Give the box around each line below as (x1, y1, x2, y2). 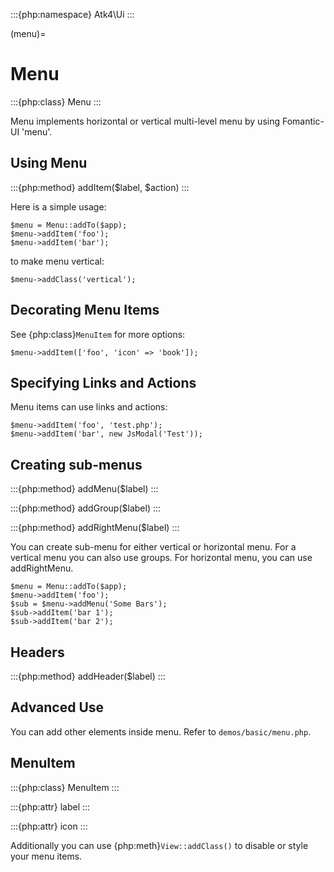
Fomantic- (281, 115, 325, 127)
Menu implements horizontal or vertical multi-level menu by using (10, 115, 281, 127)
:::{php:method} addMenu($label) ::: (10, 483, 159, 495)
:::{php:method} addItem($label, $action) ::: (10, 181, 190, 193)
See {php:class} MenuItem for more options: (10, 328, 186, 340)
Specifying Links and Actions (10, 374, 197, 391)
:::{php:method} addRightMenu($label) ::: (10, 522, 180, 534)
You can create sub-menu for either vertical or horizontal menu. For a (10, 541, 297, 553)
